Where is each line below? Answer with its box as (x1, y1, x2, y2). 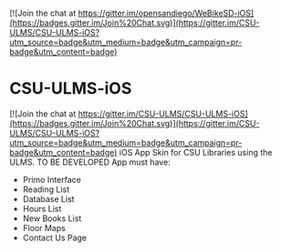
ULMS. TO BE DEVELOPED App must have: (9, 156, 171, 167)
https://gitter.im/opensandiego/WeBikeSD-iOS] (78, 8, 255, 18)
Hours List (22, 203, 62, 214)
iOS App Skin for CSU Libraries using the (119, 146, 273, 157)
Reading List (22, 184, 70, 195)
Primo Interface (22, 174, 82, 185)
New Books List (22, 213, 82, 224)
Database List (22, 193, 75, 204)
